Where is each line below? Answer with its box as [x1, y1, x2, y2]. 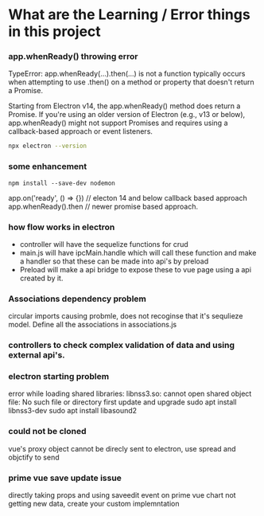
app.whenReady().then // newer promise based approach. [8, 201, 199, 211]
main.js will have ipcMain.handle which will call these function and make [19, 248, 257, 257]
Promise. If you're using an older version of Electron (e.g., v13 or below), [8, 110, 246, 119]
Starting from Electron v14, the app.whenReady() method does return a [8, 101, 241, 111]
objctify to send [8, 452, 60, 462]
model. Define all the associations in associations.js [8, 320, 177, 330]
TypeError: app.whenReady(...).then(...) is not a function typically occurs [8, 69, 246, 79]
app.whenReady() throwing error [8, 51, 138, 62]
